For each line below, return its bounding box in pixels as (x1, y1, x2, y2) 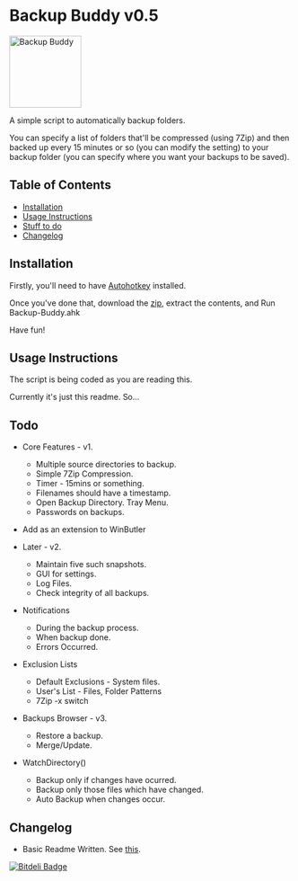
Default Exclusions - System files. (35, 676, 161, 688)
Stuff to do (22, 220, 63, 231)
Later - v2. (22, 541, 62, 553)
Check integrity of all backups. (35, 588, 150, 599)
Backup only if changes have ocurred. (35, 775, 177, 786)
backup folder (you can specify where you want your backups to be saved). (9, 151, 290, 162)
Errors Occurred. (35, 642, 99, 653)
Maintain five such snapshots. (35, 559, 147, 570)
